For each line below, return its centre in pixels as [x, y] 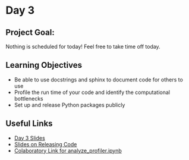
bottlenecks [29, 98]
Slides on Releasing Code [45, 144]
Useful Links [29, 123]
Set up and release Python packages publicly [70, 105]
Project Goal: [30, 32]
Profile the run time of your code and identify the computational [92, 92]
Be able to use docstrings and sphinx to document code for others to [99, 79]
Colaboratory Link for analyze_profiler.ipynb [68, 150]
